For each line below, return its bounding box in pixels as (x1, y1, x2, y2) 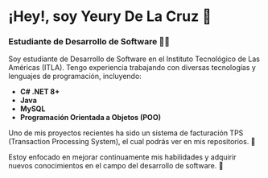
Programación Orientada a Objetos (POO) (19, 113, 161, 122)
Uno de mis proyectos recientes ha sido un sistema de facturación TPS (8, 128, 244, 138)
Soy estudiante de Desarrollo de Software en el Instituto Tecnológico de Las (8, 54, 260, 64)
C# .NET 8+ (19, 87, 60, 97)
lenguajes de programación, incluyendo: (8, 72, 142, 81)
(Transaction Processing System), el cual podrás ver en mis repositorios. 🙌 (8, 137, 256, 147)
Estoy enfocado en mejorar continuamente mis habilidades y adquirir (8, 152, 237, 162)
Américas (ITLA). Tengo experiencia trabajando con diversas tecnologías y (8, 63, 256, 72)
